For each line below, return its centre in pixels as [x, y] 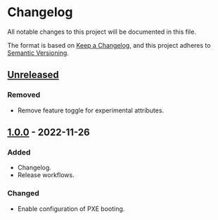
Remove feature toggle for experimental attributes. [90, 110]
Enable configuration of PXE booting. [71, 209]
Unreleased [33, 75]
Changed [24, 193]
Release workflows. [46, 175]
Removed [24, 95]
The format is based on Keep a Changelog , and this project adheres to [109, 45]
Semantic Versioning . [38, 53]
